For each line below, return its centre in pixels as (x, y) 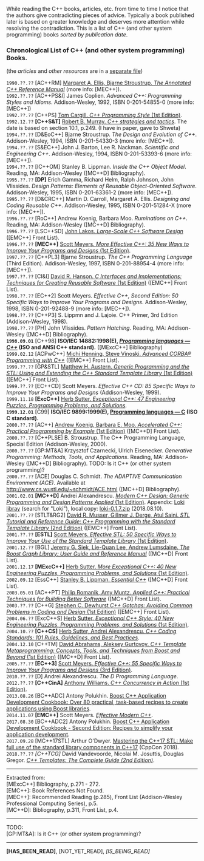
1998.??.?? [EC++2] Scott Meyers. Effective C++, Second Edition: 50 (92, 296)
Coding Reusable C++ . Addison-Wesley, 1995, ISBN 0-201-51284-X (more (99, 205)
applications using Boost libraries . (49, 709)
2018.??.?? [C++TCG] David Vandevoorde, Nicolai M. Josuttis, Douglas (95, 754)
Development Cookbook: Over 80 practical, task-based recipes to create (97, 702)
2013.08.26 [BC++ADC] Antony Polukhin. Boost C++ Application (87, 696)
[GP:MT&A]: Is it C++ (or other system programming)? (74, 834)
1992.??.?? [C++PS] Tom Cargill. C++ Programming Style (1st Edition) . (94, 115)
